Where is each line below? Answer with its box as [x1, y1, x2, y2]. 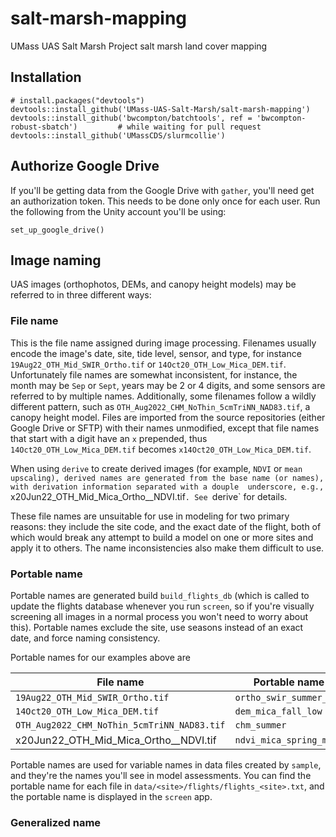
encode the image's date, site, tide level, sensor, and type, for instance [10, 347, 302, 359]
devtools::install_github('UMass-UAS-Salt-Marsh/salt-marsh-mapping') [10, 104, 311, 114]
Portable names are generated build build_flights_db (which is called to [10, 589, 310, 601]
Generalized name [10, 815, 102, 829]
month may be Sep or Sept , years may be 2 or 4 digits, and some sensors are [10, 379, 326, 391]
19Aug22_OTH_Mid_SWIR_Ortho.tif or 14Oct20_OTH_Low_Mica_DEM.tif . [10, 358, 287, 370]
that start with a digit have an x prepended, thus [10, 432, 208, 444]
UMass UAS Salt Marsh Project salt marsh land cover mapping [10, 40, 268, 52]
